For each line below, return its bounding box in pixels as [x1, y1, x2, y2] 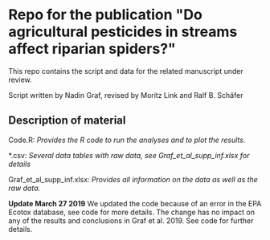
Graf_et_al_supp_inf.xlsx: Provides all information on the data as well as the [8, 174, 259, 184]
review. [8, 75, 32, 84]
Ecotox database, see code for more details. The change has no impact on [8, 207, 256, 217]
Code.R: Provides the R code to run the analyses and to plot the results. [8, 135, 246, 144]
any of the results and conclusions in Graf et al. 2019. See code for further [8, 215, 254, 226]
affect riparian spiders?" [8, 40, 176, 58]
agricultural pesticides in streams [8, 22, 238, 41]
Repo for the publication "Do [8, 6, 202, 24]
